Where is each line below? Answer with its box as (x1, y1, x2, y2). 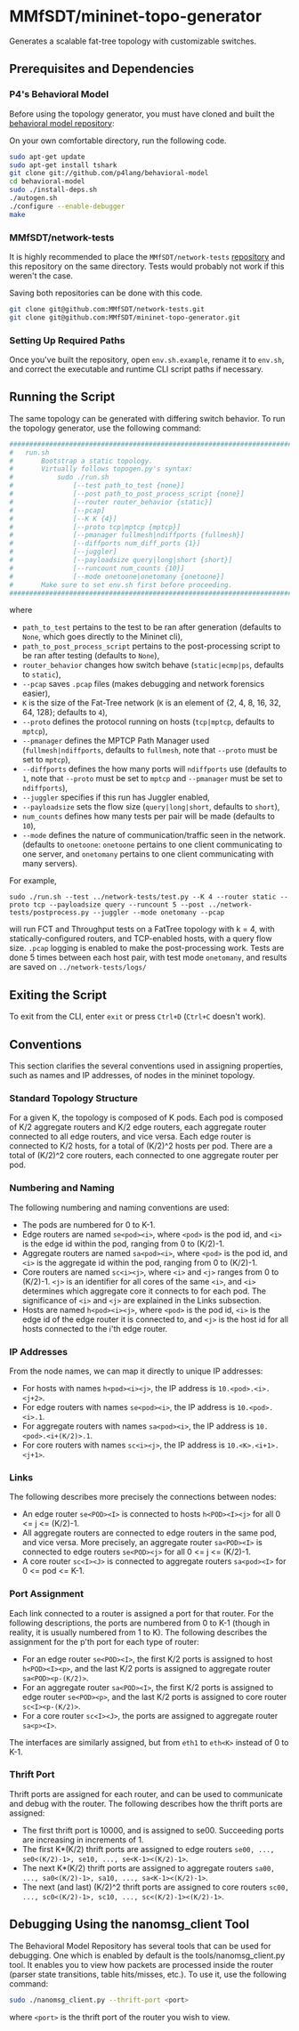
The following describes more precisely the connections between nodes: (9, 1492, 277, 1503)
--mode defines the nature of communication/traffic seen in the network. (21, 830, 287, 841)
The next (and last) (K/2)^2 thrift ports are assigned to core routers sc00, (21, 1882, 289, 1892)
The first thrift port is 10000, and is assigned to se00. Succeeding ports (21, 1825, 285, 1835)
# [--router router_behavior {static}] (9, 497, 214, 506)
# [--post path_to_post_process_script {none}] (9, 489, 245, 499)
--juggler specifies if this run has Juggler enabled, (21, 792, 211, 802)
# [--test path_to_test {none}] (9, 481, 185, 490)
